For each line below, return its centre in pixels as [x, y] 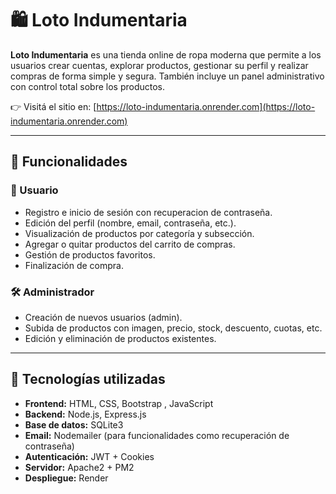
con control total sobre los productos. [88, 86]
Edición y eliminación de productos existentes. [120, 338]
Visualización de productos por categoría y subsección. [139, 233]
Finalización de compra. [74, 265]
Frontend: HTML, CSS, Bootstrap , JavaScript [119, 403]
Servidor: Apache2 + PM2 [79, 467]
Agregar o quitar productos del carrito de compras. [130, 244]
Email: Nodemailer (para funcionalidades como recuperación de [157, 435]
